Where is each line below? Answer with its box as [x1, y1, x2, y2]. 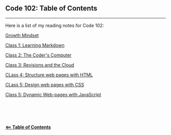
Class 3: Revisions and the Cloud [5, 62, 75, 68]
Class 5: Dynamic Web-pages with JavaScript [5, 91, 101, 97]
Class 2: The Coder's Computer [5, 52, 72, 58]
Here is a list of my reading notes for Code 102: [5, 22, 104, 29]
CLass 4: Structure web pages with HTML [5, 71, 93, 78]
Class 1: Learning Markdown [5, 42, 65, 48]
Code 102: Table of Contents [5, 4, 98, 13]
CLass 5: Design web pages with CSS [5, 82, 84, 88]
